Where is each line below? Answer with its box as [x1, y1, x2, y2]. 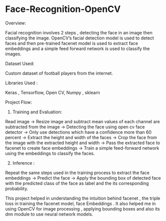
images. [5, 51, 21, 57]
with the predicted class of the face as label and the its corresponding [5, 180, 149, 186]
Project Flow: [5, 99, 32, 105]
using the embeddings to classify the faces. [5, 150, 95, 156]
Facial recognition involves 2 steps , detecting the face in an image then [5, 29, 153, 35]
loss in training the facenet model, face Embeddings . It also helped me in [5, 201, 156, 207]
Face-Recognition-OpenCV [5, 3, 121, 15]
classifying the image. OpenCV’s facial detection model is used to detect [5, 35, 155, 41]
